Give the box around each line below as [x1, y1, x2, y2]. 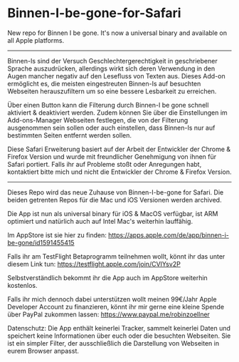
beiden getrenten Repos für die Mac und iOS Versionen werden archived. [7, 195, 222, 204]
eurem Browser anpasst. [7, 346, 80, 355]
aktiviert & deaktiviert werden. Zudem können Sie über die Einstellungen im [7, 108, 228, 117]
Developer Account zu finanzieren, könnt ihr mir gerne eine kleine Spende [7, 302, 225, 311]
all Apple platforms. [7, 36, 65, 44]
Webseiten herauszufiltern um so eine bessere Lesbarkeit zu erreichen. [7, 87, 217, 95]
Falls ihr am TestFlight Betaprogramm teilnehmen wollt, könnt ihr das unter [7, 252, 225, 261]
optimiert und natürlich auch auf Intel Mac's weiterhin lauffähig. [7, 217, 193, 225]
